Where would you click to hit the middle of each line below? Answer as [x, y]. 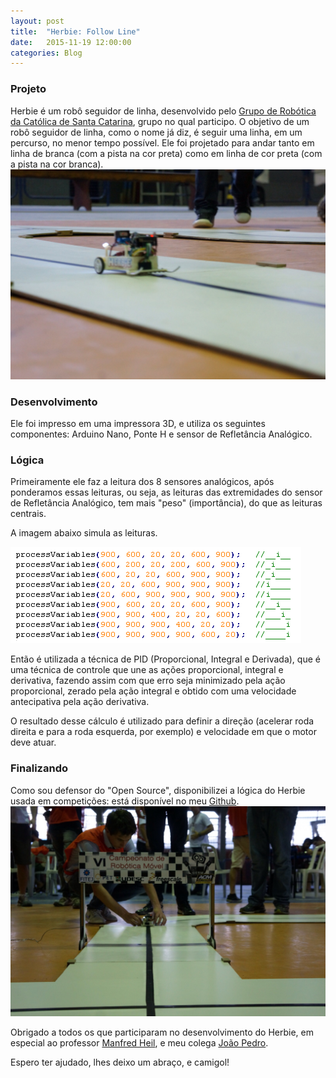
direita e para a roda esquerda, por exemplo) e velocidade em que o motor [163, 732]
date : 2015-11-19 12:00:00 [71, 42]
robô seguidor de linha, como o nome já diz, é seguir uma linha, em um [156, 132]
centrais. [28, 514]
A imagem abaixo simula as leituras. [84, 533]
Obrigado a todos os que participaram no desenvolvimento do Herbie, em [162, 1032]
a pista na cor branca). [57, 164]
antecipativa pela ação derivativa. [80, 702]
